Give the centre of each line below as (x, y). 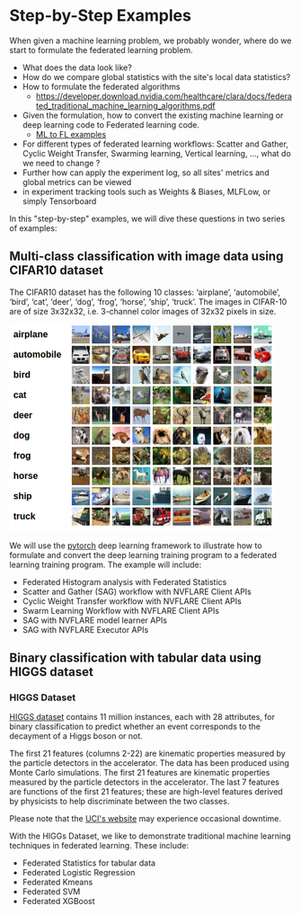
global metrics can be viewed (77, 182)
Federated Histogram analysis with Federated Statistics (124, 581)
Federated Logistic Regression (79, 873)
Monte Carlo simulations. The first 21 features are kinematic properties (140, 773)
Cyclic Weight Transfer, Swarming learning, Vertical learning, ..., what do (157, 153)
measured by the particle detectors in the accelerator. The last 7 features (145, 782)
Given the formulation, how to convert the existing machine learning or (153, 115)
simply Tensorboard (59, 201)
